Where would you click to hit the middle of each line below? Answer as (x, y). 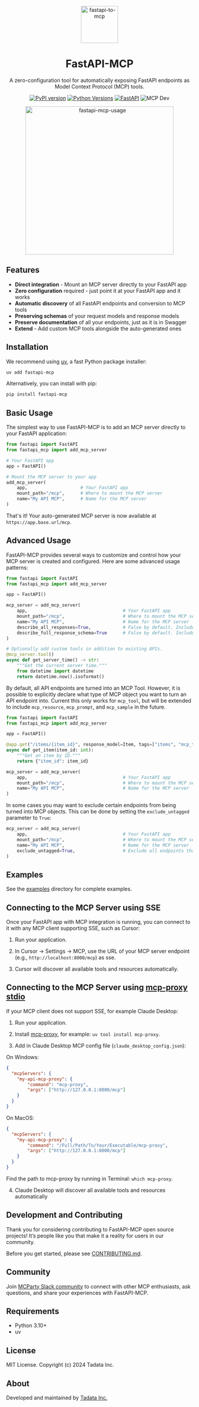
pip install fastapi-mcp (37, 394)
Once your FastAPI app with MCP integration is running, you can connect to (98, 922)
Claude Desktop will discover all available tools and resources (90, 1190)
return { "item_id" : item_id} (53, 761)
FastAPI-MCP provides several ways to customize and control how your (94, 555)
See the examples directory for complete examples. (69, 889)
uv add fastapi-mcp (30, 372)
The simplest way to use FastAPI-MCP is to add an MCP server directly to (96, 427)
